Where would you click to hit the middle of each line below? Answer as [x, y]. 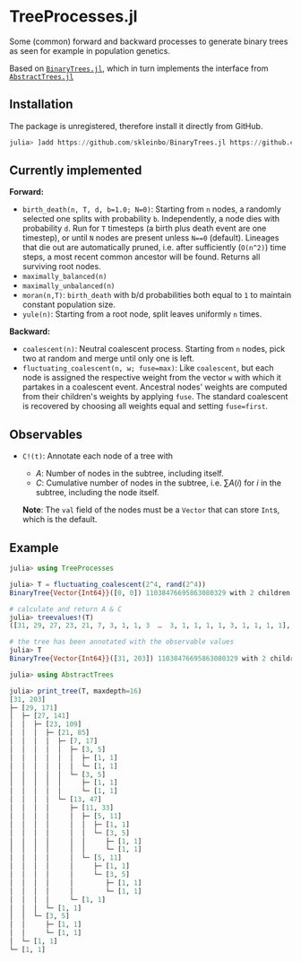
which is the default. [60, 520]
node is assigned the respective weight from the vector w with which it [152, 378]
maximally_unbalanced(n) [69, 286]
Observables [46, 434]
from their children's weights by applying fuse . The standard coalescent [155, 397]
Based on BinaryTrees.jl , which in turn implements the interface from [139, 68]
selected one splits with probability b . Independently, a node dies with [151, 219]
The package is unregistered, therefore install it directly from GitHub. [136, 126]
